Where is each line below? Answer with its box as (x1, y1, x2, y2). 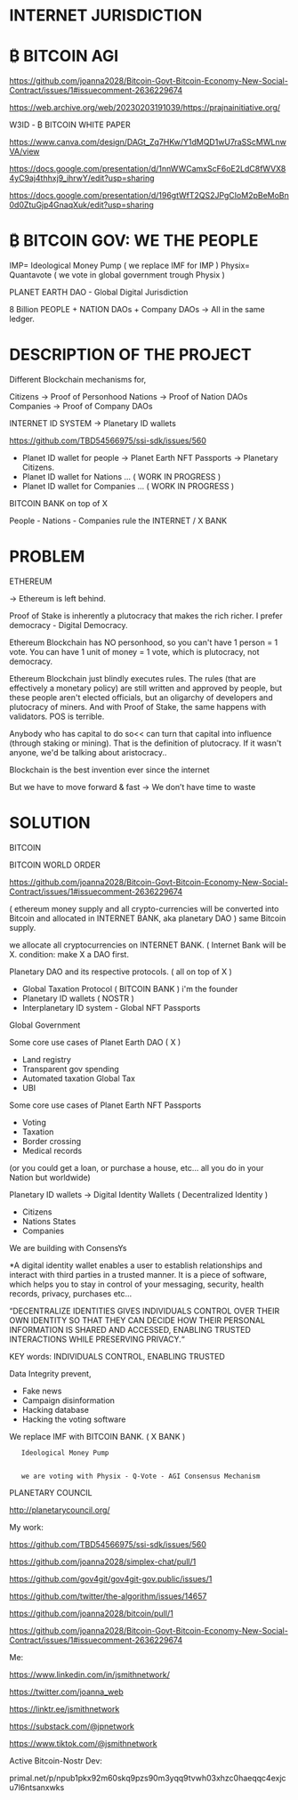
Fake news (21, 1385, 62, 1396)
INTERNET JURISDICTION (9, 5, 203, 26)
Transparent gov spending (21, 1063, 120, 1074)
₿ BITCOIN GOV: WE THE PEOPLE (9, 230, 259, 251)
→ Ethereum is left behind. (9, 593, 107, 603)
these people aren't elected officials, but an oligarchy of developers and (9, 691, 273, 703)
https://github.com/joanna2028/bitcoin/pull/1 (9, 1608, 173, 1618)
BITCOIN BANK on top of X (9, 498, 109, 508)
